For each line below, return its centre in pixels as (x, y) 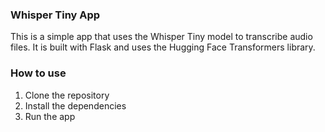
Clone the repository (67, 95)
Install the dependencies (75, 105)
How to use (38, 73)
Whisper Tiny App (55, 15)
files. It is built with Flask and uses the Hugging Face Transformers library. (163, 47)
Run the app (50, 116)
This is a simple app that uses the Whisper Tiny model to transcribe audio (161, 37)
